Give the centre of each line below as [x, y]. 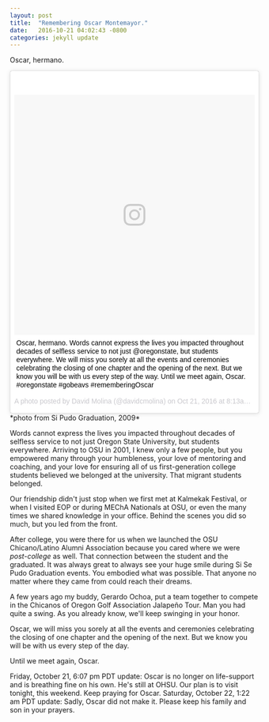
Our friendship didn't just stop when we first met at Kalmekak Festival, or [129, 499]
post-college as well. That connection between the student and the [119, 556]
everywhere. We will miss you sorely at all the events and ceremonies [123, 360]
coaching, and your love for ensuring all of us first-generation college [123, 467]
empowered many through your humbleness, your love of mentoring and [128, 459]
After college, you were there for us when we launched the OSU [114, 539]
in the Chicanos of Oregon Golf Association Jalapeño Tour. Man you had [128, 605]
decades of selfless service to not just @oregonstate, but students [117, 352]
